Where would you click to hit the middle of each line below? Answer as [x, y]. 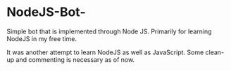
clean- [215, 52]
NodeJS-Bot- [46, 12]
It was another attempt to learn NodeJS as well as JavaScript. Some [105, 52]
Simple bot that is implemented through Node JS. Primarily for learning [109, 31]
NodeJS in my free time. [42, 38]
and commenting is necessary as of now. [75, 59]
